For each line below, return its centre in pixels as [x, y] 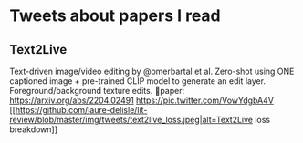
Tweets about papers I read [115, 16]
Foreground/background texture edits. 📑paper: [97, 91]
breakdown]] [33, 129]
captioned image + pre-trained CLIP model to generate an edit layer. [138, 81]
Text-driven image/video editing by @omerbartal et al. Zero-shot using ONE [152, 71]
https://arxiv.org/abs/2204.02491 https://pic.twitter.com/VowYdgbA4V [141, 100]
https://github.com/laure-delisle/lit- [81, 110]
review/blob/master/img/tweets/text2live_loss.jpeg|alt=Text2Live [131, 120]
